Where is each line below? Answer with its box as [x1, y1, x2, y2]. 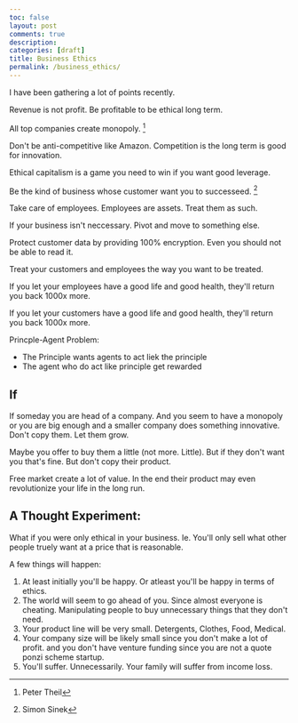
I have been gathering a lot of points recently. [9, 86, 176, 98]
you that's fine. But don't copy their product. [9, 456, 171, 467]
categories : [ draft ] [9, 46, 86, 55]
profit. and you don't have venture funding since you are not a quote [21, 642, 272, 653]
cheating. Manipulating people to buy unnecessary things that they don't [21, 604, 288, 615]
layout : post [9, 21, 58, 30]
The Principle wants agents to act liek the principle [21, 352, 208, 363]
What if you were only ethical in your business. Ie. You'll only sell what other [9, 532, 287, 542]
